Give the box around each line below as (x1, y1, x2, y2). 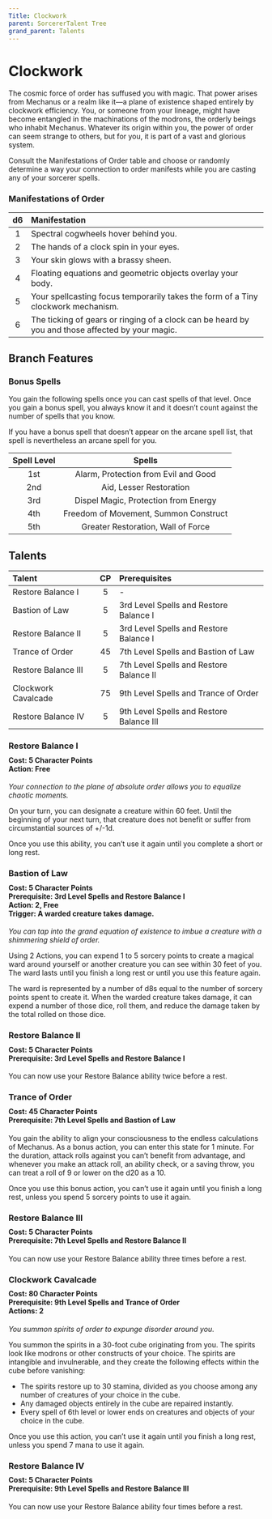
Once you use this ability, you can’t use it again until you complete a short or (8, 839, 263, 849)
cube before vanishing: (8, 1365, 86, 1375)
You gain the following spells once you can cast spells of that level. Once (8, 394, 252, 404)
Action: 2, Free (8, 900, 59, 909)
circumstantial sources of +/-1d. (8, 823, 115, 833)
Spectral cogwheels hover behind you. (31, 228, 177, 239)
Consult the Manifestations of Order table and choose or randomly (8, 155, 231, 166)
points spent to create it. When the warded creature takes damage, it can (8, 993, 253, 1002)
